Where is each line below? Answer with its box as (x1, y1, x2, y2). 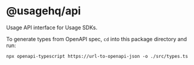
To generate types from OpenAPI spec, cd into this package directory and (6, 35, 187, 42)
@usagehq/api (6, 4, 81, 18)
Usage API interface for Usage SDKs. (6, 24, 97, 31)
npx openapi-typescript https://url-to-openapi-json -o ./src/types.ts (6, 53, 188, 59)
